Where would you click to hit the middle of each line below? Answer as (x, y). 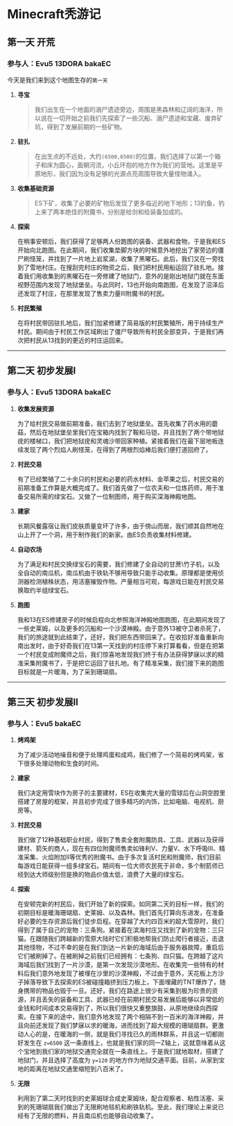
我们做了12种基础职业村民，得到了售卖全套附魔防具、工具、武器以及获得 (121, 840)
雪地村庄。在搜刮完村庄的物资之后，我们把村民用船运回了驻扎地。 (124, 267)
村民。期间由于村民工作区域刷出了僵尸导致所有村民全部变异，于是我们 (118, 331)
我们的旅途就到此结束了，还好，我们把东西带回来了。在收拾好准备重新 (118, 637)
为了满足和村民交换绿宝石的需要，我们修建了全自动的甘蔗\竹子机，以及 (119, 564)
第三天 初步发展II (43, 702)
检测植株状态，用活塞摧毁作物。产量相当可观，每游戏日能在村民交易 (127, 581)
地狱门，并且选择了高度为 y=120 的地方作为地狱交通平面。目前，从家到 (118, 1060)
